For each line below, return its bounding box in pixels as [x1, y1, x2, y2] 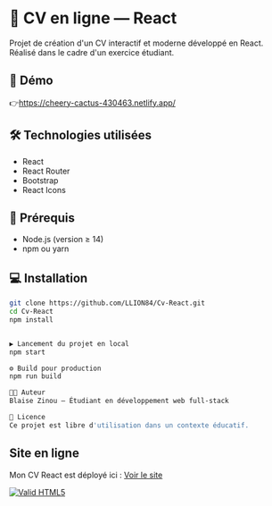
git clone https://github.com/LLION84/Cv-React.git [9, 299, 205, 308]
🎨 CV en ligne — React [9, 8, 177, 29]
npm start [9, 348, 46, 357]
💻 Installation [9, 270, 88, 285]
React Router [21, 165, 70, 176]
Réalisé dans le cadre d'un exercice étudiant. [9, 46, 175, 57]
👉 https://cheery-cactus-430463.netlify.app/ [9, 97, 177, 108]
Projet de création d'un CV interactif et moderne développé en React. [9, 38, 264, 48]
